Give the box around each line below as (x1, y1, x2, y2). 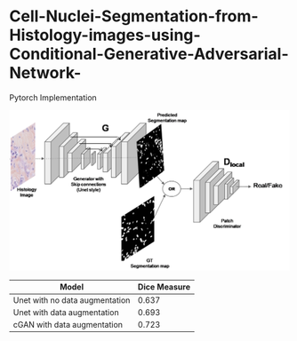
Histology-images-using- (9, 25, 202, 45)
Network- (9, 63, 82, 83)
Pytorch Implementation (9, 91, 98, 103)
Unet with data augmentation (12, 306, 119, 317)
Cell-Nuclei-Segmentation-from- (9, 6, 260, 27)
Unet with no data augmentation (12, 295, 131, 305)
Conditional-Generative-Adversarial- (9, 44, 289, 64)
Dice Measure (137, 282, 191, 292)
